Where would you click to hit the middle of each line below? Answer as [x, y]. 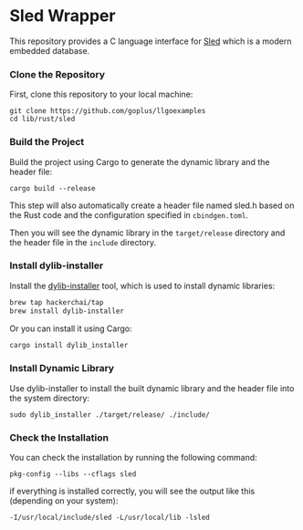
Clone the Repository [57, 74]
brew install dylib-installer [67, 311]
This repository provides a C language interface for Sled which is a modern [151, 41]
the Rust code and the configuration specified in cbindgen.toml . [129, 214]
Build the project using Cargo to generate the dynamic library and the [140, 161]
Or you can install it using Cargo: [71, 328]
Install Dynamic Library [62, 369]
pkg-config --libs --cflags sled [73, 474]
